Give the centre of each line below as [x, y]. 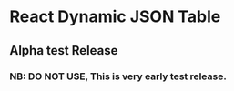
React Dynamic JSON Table [115, 17]
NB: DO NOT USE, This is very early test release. [118, 76]
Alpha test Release [64, 51]
